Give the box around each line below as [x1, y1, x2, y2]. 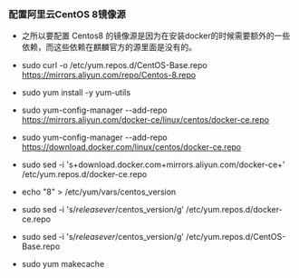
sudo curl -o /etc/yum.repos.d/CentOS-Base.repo [21, 60, 207, 71]
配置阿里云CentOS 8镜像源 [8, 7, 126, 20]
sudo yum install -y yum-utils [21, 87, 131, 98]
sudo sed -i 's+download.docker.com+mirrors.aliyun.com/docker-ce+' [21, 159, 286, 170]
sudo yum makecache [21, 259, 105, 270]
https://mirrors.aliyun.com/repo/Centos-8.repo [21, 70, 197, 81]
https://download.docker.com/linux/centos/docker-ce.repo [21, 142, 242, 153]
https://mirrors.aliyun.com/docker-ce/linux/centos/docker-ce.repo [21, 114, 269, 125]
